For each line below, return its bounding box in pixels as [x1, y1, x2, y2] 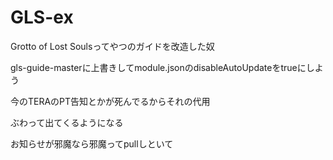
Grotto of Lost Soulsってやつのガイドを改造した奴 [10, 40, 215, 52]
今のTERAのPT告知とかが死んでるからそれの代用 [10, 95, 211, 107]
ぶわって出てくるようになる [10, 116, 124, 128]
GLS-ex [10, 6, 74, 29]
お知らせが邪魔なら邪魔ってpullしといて [10, 137, 174, 150]
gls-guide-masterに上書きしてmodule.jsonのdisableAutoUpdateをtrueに [10, 61, 307, 73]
